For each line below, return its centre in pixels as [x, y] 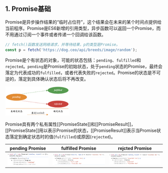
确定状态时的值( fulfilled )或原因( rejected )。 [69, 137]
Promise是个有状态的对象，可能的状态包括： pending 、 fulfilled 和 [73, 60]
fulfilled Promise [79, 148]
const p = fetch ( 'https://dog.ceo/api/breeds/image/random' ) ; [71, 50]
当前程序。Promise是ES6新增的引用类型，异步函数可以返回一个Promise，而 [83, 28]
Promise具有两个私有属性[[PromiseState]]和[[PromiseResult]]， [70, 124]
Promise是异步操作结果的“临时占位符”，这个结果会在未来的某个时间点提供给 [83, 22]
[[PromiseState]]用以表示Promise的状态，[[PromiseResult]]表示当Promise [81, 130]
